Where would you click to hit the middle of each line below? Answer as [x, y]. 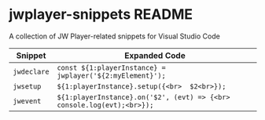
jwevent [27, 101]
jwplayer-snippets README [101, 15]
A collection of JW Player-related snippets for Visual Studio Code [115, 36]
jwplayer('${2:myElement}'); [111, 75]
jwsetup [27, 86]
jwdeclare [31, 71]
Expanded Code [155, 55]
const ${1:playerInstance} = [111, 67]
